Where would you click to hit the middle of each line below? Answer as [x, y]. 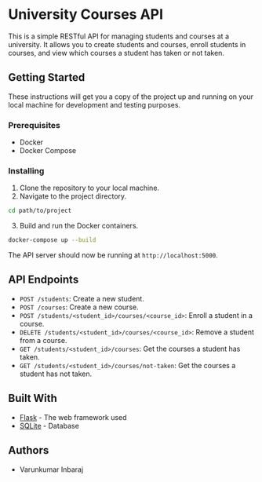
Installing [26, 170]
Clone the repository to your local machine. [89, 188]
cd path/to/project [40, 211]
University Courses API [86, 15]
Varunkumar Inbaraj [51, 469]
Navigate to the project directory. [73, 196]
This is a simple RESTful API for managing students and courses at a [119, 36]
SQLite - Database [49, 425]
